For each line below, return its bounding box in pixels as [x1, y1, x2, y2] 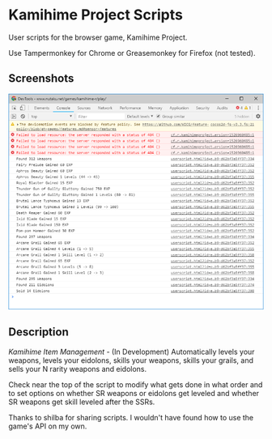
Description [8, 326, 69, 339]
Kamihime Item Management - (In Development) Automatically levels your [8, 347, 255, 356]
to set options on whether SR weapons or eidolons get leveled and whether [8, 388, 260, 398]
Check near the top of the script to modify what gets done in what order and [8, 379, 263, 390]
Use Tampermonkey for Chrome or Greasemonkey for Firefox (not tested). [8, 48, 256, 58]
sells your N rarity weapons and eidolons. [8, 364, 147, 373]
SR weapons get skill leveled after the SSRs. [8, 397, 155, 407]
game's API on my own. [8, 421, 87, 431]
